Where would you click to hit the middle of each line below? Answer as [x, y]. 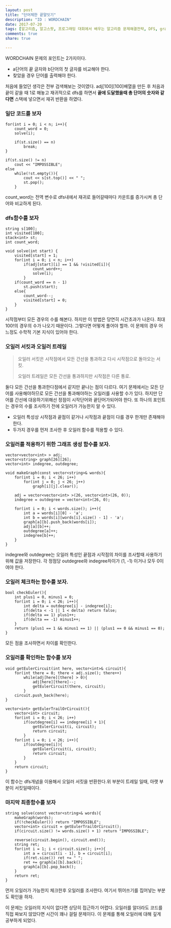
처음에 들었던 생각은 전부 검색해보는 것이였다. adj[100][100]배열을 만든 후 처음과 [85, 86]
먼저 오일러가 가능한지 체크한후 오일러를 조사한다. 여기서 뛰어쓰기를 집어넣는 [81, 890]
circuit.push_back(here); [42, 695]
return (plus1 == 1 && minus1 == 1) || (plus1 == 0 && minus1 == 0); [90, 629]
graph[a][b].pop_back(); [50, 867]
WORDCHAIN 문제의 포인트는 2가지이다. [46, 58]
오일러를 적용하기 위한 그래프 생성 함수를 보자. [58, 444]
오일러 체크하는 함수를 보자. [37, 582]
